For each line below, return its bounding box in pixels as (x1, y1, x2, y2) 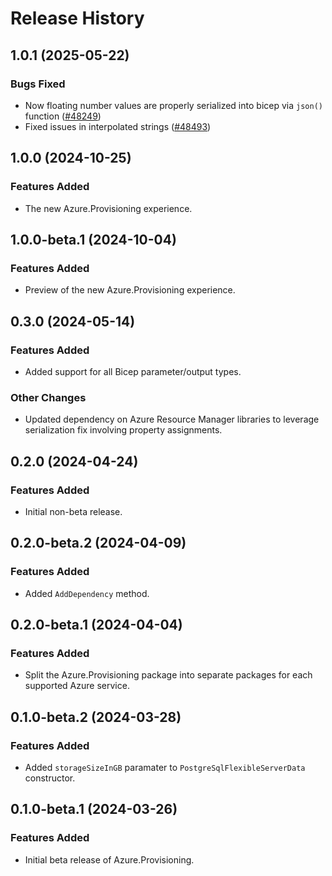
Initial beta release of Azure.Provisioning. (24, 853, 195, 866)
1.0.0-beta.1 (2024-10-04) (10, 231, 177, 248)
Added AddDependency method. (24, 587, 150, 599)
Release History (10, 7, 145, 30)
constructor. (24, 772, 76, 784)
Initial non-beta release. (24, 505, 123, 517)
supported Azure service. (24, 680, 130, 692)
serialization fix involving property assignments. (24, 424, 223, 436)
